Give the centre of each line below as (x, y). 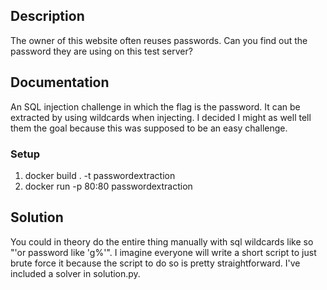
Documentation (60, 82)
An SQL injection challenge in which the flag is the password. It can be (155, 106)
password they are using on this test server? (101, 51)
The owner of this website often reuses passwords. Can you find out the (159, 40)
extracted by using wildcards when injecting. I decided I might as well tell (161, 117)
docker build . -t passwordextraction (100, 175)
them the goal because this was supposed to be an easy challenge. (149, 128)
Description (47, 16)
